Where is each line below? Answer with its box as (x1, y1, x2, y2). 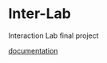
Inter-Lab (8, 5, 72, 23)
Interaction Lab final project (8, 31, 99, 40)
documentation (8, 46, 58, 55)
